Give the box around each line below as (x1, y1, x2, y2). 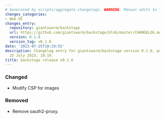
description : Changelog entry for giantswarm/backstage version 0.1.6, (5, 48, 155, 53)
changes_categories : (5, 12, 48, 17)
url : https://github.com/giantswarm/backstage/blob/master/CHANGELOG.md (9, 30, 162, 35)
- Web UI (5, 16, 23, 21)
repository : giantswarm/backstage (9, 26, 80, 30)
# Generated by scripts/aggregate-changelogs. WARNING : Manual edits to (5, 7, 157, 12)
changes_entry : (5, 21, 36, 26)
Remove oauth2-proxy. (12, 108, 59, 114)
